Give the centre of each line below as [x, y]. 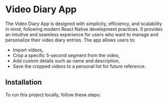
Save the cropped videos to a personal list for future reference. [79, 66]
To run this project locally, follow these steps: [53, 95]
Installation [24, 82]
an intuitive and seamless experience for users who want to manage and [82, 34]
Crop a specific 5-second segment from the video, [66, 55]
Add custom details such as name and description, [66, 60]
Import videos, [28, 50]
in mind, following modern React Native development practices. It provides [84, 29]
